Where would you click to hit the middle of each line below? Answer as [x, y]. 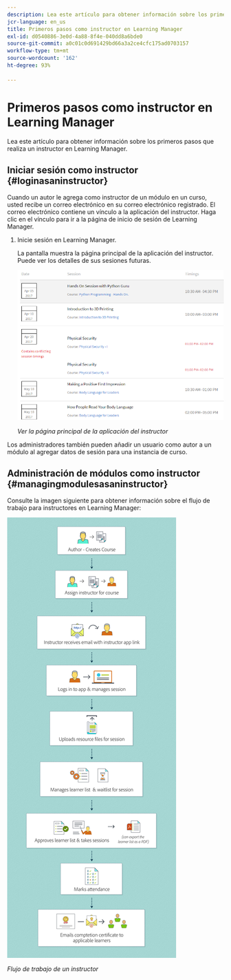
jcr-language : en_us [37, 22]
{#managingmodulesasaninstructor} [88, 484]
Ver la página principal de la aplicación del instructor [92, 431]
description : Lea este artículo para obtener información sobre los [107, 14]
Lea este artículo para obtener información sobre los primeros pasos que [111, 141]
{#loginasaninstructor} [58, 181]
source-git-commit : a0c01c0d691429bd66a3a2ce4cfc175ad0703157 [98, 44]
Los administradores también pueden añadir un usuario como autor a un [109, 445]
